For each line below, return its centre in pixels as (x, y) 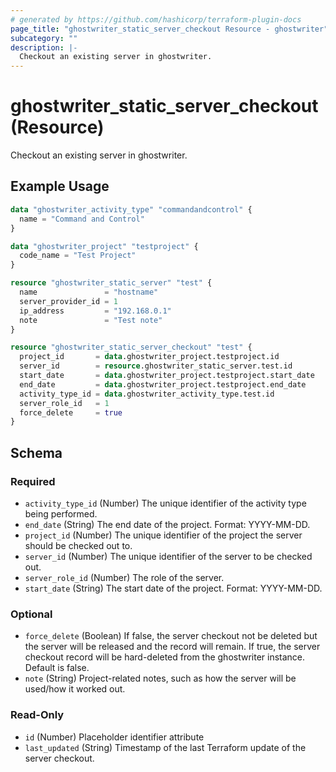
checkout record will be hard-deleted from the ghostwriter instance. (165, 657)
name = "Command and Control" (82, 219)
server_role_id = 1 (64, 403)
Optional (31, 614)
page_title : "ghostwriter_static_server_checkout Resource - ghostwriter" (169, 29)
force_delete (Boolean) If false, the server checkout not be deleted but (171, 636)
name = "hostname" (89, 292)
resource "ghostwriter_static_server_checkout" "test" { (131, 347)
